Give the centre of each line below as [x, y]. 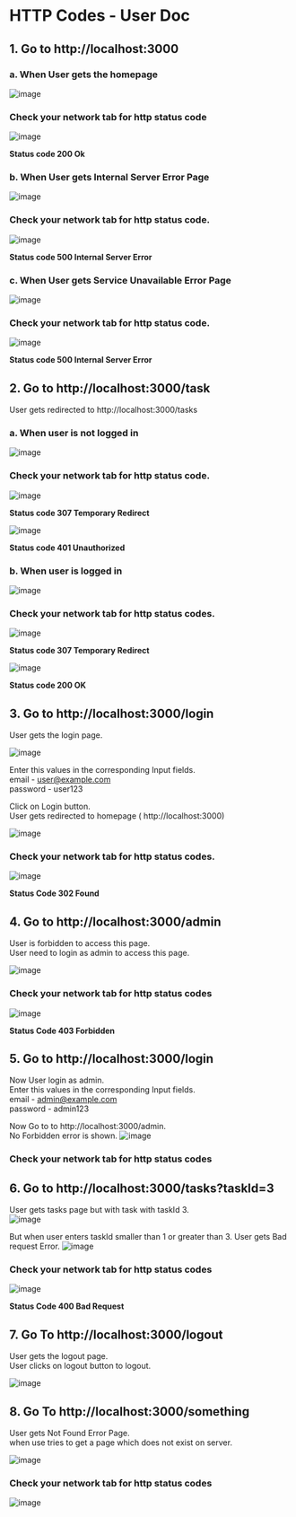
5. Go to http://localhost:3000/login [111, 1059]
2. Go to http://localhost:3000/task [110, 388]
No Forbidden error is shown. [64, 1136]
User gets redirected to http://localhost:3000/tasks [104, 410]
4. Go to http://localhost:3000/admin [115, 921]
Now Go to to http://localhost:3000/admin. [87, 1127]
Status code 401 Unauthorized [67, 548]
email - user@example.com [60, 780]
